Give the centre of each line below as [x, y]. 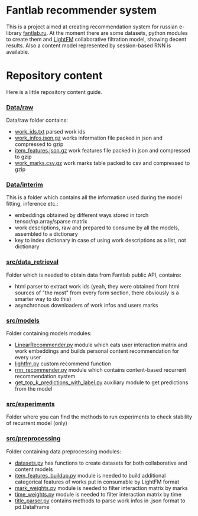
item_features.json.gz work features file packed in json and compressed [102, 151]
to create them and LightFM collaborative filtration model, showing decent [96, 39]
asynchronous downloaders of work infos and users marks [86, 305]
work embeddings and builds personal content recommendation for [97, 351]
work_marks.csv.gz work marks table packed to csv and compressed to [102, 163]
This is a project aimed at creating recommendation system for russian [92, 27]
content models [34, 469]
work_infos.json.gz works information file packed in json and [88, 138]
